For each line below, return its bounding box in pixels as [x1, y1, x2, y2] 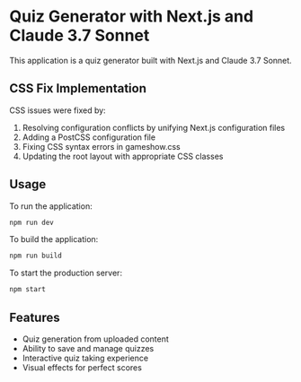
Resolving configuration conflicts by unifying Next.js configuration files [22, 122, 286, 133]
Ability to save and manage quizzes [22, 343, 155, 353]
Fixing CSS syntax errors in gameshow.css [22, 141, 181, 152]
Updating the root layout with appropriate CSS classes [22, 151, 224, 161]
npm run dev [9, 218, 54, 227]
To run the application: [9, 200, 93, 212]
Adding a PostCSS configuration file [22, 132, 155, 143]
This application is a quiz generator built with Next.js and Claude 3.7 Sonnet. [9, 55, 292, 65]
